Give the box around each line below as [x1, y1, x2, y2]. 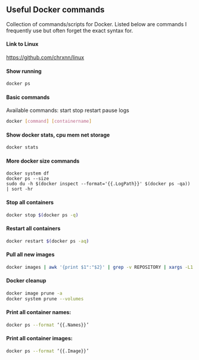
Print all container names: [6, 309, 71, 316]
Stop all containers [6, 199, 54, 206]
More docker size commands [6, 157, 80, 165]
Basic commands [6, 94, 50, 101]
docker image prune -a [6, 290, 63, 296]
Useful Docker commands [6, 5, 105, 15]
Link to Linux [6, 41, 39, 48]
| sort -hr [6, 186, 33, 193]
